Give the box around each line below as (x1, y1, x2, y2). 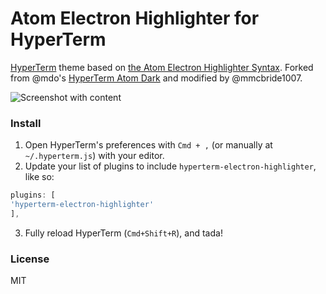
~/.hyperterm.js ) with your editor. (24, 150, 165, 162)
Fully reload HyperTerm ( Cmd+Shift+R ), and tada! (24, 227, 223, 239)
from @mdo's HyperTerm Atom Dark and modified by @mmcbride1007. (10, 72, 303, 84)
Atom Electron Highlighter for (10, 7, 260, 30)
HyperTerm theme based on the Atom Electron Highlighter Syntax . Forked (10, 61, 314, 73)
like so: (24, 171, 55, 183)
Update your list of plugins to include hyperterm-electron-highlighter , (24, 160, 317, 172)
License (10, 252, 50, 266)
